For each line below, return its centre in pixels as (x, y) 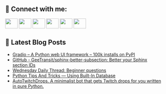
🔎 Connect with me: (36, 9)
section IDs (24, 65)
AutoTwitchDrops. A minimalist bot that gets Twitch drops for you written (87, 81)
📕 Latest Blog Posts (36, 43)
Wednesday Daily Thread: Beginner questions (59, 70)
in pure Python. (28, 86)
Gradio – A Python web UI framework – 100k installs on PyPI (74, 54)
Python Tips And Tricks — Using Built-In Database (64, 76)
